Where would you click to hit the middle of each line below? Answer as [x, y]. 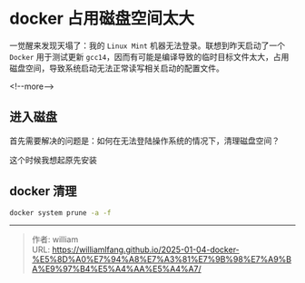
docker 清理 [43, 191]
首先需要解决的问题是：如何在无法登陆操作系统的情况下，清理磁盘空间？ [144, 141]
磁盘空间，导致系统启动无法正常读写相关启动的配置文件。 [117, 68]
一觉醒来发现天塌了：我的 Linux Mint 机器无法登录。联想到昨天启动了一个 [148, 45]
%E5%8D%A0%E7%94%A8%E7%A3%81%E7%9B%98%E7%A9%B [162, 259]
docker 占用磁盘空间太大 [102, 19]
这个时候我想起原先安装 [53, 160]
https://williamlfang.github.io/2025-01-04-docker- [146, 249]
